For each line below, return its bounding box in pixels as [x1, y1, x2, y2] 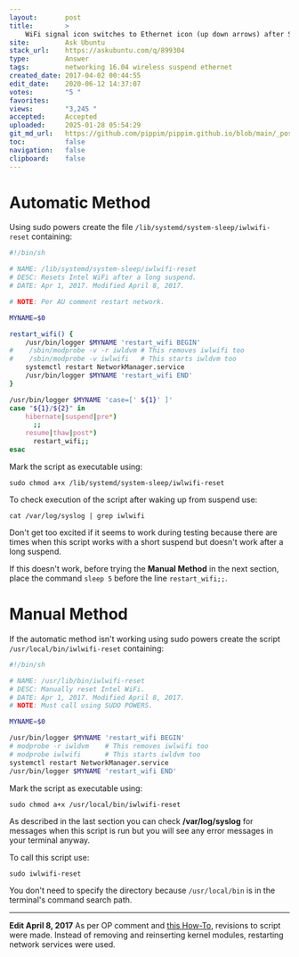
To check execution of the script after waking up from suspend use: [9, 494, 258, 505]
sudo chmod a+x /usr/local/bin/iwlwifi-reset [9, 800, 181, 809]
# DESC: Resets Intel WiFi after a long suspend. [9, 273, 198, 282]
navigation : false [9, 145, 86, 154]
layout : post [9, 12, 82, 22]
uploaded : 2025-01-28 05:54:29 [9, 121, 141, 130]
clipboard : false [9, 153, 86, 163]
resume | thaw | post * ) [25, 429, 98, 438]
